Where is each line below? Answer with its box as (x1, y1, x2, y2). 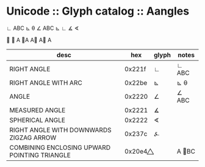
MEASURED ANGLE (9, 105, 66, 114)
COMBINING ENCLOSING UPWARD (9, 143, 111, 152)
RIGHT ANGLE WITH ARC (9, 78, 82, 87)
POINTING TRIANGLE (9, 151, 71, 159)
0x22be (124, 78, 148, 87)
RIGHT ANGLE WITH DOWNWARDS (9, 126, 112, 134)
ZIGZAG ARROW (9, 133, 57, 141)
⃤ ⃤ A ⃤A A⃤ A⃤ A (6, 36, 52, 43)
